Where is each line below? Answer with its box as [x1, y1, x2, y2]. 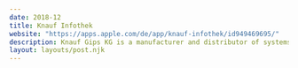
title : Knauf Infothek [9, 21, 93, 30]
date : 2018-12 [9, 12, 62, 22]
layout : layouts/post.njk [9, 46, 105, 55]
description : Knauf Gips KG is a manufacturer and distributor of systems [9, 37, 292, 47]
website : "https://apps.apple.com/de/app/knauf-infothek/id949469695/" [9, 29, 279, 38]
